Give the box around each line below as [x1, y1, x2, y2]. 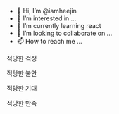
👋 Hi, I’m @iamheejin [16, 7, 77, 15]
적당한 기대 [6, 84, 37, 92]
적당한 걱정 [6, 54, 37, 63]
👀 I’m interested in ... [16, 14, 77, 23]
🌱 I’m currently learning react [16, 22, 101, 30]
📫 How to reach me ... [16, 37, 82, 45]
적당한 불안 [6, 69, 37, 77]
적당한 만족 [6, 99, 37, 107]
